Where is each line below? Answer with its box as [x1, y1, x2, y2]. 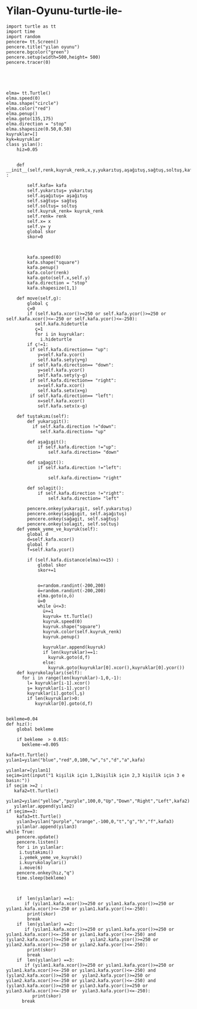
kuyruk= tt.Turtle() [43, 613, 93, 619]
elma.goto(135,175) [6, 115, 54, 121]
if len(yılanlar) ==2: [16, 921, 75, 927]
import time [6, 28, 35, 35]
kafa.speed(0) [27, 254, 62, 260]
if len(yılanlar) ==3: [16, 957, 75, 963]
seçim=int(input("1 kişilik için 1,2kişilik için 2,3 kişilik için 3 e [6, 772, 185, 778]
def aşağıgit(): [27, 439, 67, 445]
